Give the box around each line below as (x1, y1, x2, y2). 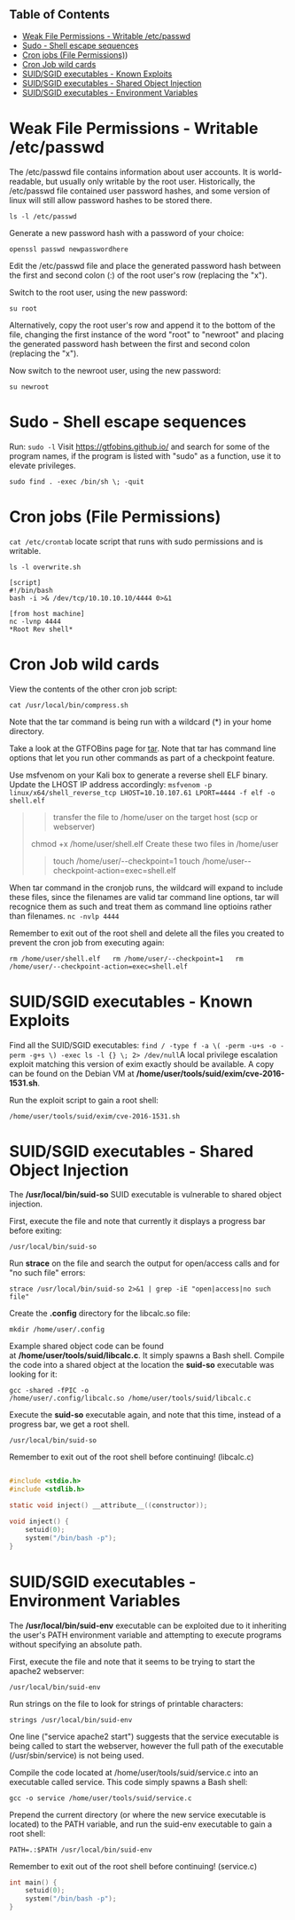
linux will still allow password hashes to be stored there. (9, 194, 213, 205)
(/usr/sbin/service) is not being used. (9, 1750, 144, 1760)
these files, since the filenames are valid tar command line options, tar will (9, 891, 279, 902)
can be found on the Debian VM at (9, 1068, 135, 1079)
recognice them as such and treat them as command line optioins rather (9, 901, 273, 912)
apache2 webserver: (9, 1665, 85, 1676)
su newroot (9, 382, 50, 391)
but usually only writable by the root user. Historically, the (45, 176, 255, 186)
